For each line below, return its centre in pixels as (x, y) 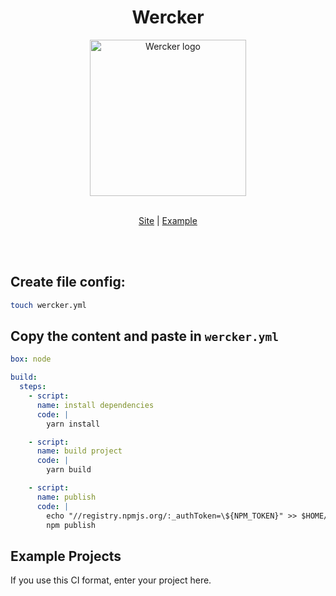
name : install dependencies (95, 405)
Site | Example (168, 220)
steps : (33, 387)
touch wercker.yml (48, 305)
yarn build (69, 470)
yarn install (73, 424)
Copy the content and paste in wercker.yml (144, 336)
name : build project (79, 451)
